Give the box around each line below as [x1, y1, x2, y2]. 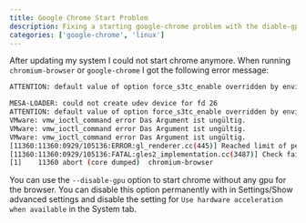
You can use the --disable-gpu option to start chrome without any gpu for [9, 175, 287, 186]
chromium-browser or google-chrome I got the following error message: [9, 65, 270, 76]
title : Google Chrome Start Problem [9, 13, 148, 23]
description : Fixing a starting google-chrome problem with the [9, 22, 259, 31]
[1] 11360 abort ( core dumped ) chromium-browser [9, 158, 214, 167]
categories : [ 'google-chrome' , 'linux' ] [9, 30, 166, 39]
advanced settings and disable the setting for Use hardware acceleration [9, 194, 284, 205]
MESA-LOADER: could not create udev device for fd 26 [9, 99, 219, 108]
